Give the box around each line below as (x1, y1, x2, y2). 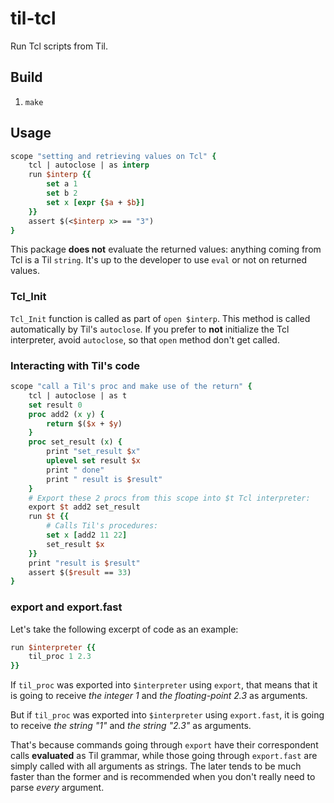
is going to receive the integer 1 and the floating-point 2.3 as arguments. (10, 690, 308, 702)
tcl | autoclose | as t (28, 390, 128, 401)
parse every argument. (10, 782, 105, 794)
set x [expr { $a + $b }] (46, 197, 145, 207)
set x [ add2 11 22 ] (46, 530, 128, 541)
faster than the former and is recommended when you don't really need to (10, 771, 316, 783)
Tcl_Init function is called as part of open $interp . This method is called (10, 312, 311, 324)
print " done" (46, 465, 105, 475)
